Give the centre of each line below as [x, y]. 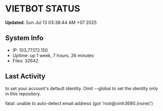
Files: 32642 [25, 61]
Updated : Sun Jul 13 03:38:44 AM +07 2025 [51, 22]
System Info [24, 38]
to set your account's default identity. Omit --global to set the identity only [82, 88]
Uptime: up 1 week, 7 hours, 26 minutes [53, 55]
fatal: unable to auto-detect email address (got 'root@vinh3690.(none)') [79, 103]
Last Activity [25, 76]
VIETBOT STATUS [43, 9]
